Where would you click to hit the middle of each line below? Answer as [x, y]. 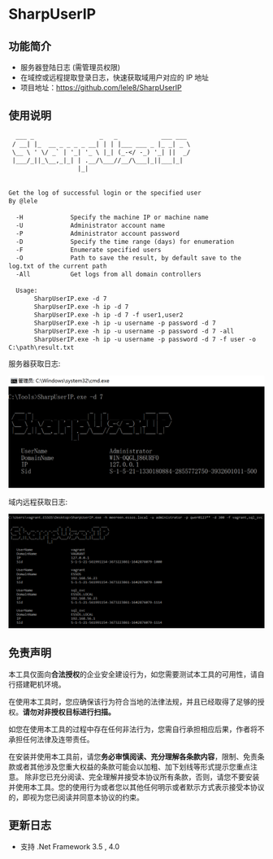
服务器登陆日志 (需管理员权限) [70, 67]
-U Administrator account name [90, 225]
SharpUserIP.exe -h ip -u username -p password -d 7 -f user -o [145, 339]
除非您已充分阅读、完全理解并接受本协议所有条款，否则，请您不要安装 [142, 777]
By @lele [23, 201]
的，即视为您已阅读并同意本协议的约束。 [76, 797]
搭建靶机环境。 [40, 684]
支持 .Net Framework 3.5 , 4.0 [70, 846]
